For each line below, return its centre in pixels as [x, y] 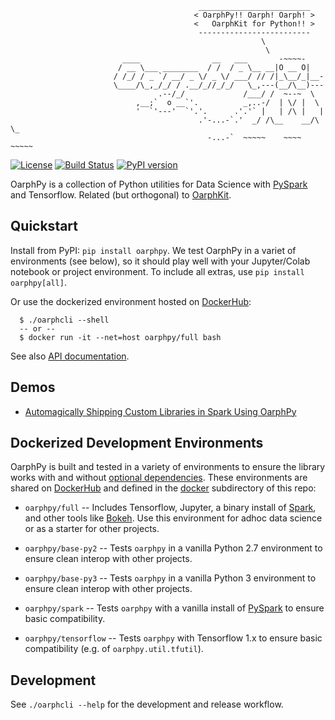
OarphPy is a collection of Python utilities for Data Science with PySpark [159, 184]
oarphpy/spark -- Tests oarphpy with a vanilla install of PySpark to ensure [174, 608]
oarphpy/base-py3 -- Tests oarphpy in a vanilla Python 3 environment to [170, 578]
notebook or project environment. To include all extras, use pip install [157, 271]
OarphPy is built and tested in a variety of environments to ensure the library [168, 467]
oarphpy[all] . [38, 282]
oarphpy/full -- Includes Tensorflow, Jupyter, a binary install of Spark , [170, 508]
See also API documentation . [70, 356]
